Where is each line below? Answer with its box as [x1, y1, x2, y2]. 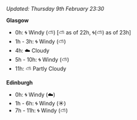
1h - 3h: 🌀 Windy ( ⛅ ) [14, 38, 66, 45]
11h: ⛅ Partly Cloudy [14, 65, 67, 72]
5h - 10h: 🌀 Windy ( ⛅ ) [14, 56, 70, 63]
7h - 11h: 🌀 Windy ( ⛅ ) [14, 107, 68, 114]
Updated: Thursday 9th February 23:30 [6, 5, 105, 12]
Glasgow [6, 17, 29, 24]
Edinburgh [6, 79, 33, 86]
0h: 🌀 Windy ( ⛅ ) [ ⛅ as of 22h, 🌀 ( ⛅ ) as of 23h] [14, 29, 131, 36]
